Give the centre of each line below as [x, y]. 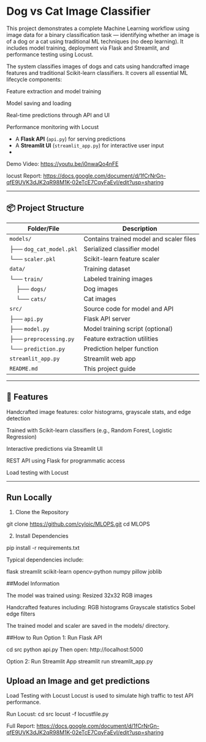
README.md [24, 369]
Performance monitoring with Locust [53, 127]
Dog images [101, 289]
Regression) [21, 437]
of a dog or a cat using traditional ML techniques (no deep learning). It [95, 41]
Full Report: [21, 726]
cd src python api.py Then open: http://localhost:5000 [75, 650]
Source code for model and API [128, 308]
